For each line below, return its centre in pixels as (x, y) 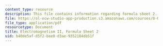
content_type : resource (29, 9)
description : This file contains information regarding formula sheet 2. (81, 14)
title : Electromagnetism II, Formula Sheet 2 (52, 32)
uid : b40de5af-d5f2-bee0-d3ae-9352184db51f (50, 36)
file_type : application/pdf (33, 23)
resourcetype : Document (29, 27)
